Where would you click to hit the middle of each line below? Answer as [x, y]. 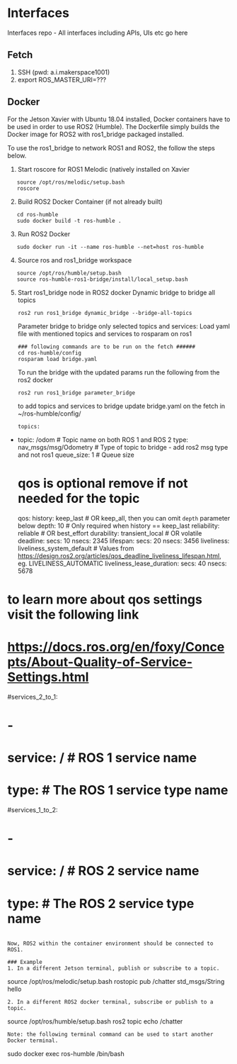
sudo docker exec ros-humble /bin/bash [66, 1054]
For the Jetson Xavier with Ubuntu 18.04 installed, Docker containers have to [119, 119]
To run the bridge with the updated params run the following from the [118, 372]
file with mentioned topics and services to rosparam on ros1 [105, 333]
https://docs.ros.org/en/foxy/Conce [116, 647]
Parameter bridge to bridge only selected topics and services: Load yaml [123, 326]
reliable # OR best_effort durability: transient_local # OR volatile [110, 533]
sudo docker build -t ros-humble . [69, 221]
